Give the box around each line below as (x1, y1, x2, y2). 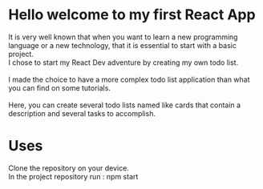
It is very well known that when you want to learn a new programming (8, 32, 238, 42)
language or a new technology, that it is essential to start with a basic (8, 40, 237, 50)
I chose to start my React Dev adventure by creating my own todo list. (8, 58, 239, 67)
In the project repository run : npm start (8, 171, 139, 181)
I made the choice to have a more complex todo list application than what (8, 74, 250, 84)
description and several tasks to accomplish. (8, 108, 156, 118)
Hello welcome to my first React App (8, 6, 256, 24)
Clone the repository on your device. (8, 163, 130, 173)
